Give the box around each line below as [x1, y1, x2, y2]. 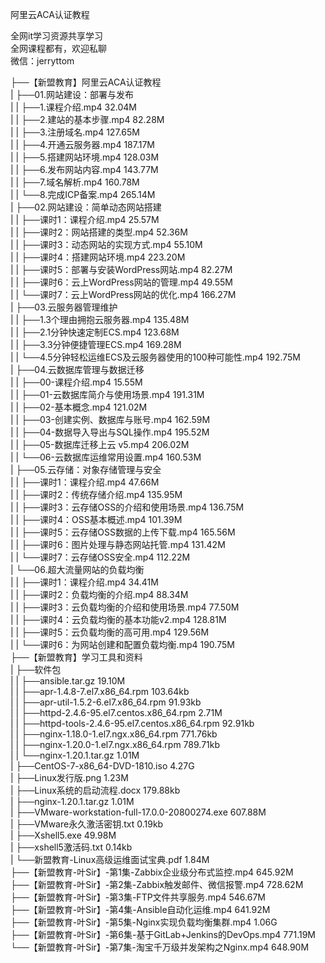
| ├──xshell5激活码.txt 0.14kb [10, 841, 133, 853]
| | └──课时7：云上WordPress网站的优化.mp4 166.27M [10, 289, 237, 300]
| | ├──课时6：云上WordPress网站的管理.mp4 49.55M [10, 276, 233, 288]
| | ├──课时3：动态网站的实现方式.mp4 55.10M [10, 239, 203, 250]
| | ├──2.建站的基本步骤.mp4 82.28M [10, 114, 165, 125]
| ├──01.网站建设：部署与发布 [10, 89, 134, 100]
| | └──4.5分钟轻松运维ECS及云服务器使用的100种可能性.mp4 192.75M [10, 351, 301, 363]
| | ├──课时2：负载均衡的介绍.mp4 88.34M [10, 589, 189, 600]
